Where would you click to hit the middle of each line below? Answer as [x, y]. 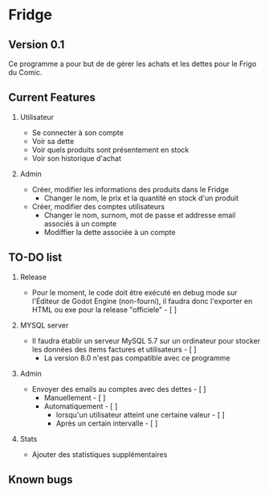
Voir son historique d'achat [77, 158]
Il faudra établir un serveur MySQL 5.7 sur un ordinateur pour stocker [146, 340]
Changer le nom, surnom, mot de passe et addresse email [140, 215]
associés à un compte [80, 224]
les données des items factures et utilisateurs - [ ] [114, 349]
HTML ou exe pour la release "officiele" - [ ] [104, 309]
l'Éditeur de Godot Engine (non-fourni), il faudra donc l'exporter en [142, 301]
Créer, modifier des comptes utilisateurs [98, 206]
